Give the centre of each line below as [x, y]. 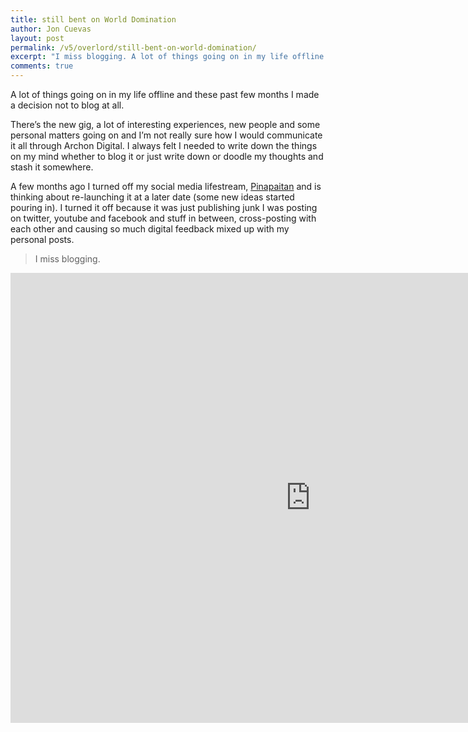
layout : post [37, 38]
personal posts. [42, 239]
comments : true [42, 66]
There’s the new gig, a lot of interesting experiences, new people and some [165, 124]
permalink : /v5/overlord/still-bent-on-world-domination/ [133, 47]
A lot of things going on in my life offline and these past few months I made [165, 94]
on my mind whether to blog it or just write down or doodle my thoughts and [167, 156]
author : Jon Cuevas [51, 29]
